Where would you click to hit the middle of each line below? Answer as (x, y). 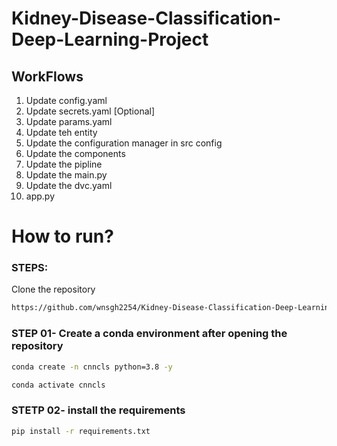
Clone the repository (53, 289)
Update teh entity (61, 132)
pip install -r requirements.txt (81, 431)
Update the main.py (66, 175)
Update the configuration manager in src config (124, 143)
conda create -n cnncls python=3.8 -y (92, 367)
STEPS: (30, 268)
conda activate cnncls (58, 385)
